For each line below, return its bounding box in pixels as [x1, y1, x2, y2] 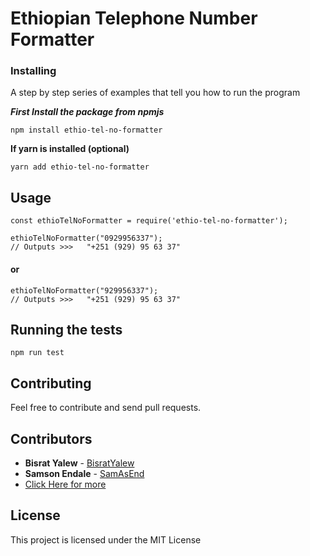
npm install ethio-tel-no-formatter [10, 125, 163, 136]
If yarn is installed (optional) [10, 143, 130, 155]
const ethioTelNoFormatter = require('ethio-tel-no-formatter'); [10, 216, 288, 226]
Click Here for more [24, 478, 107, 490]
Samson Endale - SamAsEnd [24, 467, 145, 479]
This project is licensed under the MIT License [10, 533, 202, 546]
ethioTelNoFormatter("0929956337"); [10, 233, 163, 244]
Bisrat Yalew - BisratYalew [24, 457, 135, 469]
